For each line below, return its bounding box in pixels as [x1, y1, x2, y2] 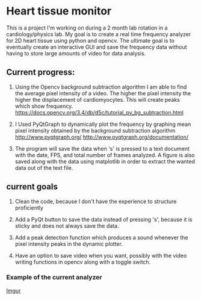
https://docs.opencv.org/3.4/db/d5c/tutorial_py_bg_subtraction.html [14, 108, 184, 116]
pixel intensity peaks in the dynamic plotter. [14, 240, 123, 248]
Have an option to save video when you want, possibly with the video [14, 252, 187, 259]
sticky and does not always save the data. [14, 222, 119, 230]
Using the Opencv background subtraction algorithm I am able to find [14, 83, 187, 90]
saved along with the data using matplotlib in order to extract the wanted [14, 158, 196, 165]
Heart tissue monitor [6, 4, 112, 18]
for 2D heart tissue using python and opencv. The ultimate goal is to [6, 37, 175, 44]
